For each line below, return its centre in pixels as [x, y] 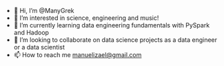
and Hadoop [31, 32]
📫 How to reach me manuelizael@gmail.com [78, 55]
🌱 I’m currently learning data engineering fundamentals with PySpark [112, 25]
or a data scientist [39, 47]
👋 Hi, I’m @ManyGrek [44, 11]
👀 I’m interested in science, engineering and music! [86, 18]
